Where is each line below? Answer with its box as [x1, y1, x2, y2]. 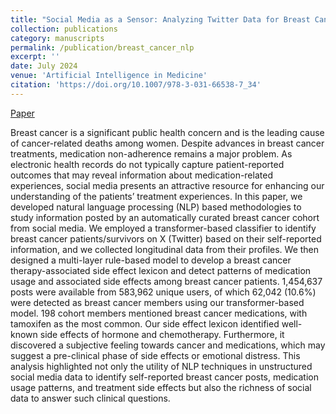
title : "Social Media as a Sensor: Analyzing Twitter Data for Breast [10, 14, 311, 25]
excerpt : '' [10, 52, 60, 62]
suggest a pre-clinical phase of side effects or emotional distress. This [10, 349, 301, 361]
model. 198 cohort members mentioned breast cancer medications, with [10, 307, 308, 319]
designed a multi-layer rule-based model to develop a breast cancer [10, 254, 292, 266]
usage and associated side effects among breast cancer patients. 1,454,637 [10, 275, 323, 287]
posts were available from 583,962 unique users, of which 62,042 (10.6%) [10, 286, 317, 298]
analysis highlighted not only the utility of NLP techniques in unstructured [10, 360, 313, 372]
